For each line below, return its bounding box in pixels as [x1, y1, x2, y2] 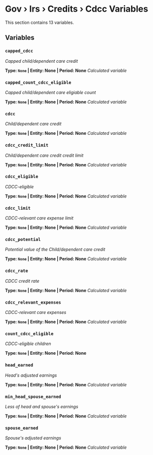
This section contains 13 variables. [5, 19, 74, 25]
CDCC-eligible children [5, 341, 51, 346]
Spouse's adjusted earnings [5, 435, 62, 441]
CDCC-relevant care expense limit [5, 215, 74, 221]
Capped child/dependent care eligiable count [5, 89, 96, 95]
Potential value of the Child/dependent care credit [5, 247, 105, 253]
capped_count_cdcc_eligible [5, 79, 71, 85]
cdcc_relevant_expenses [5, 299, 62, 305]
